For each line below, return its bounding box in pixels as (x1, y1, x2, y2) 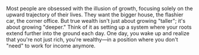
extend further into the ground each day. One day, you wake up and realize (6, 30, 190, 37)
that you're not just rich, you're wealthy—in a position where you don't (6, 36, 178, 43)
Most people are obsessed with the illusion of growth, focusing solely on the (6, 5, 193, 12)
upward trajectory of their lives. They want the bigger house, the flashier (6, 11, 184, 18)
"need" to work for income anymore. (6, 42, 96, 49)
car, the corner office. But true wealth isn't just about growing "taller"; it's (6, 18, 186, 24)
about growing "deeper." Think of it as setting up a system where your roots (6, 23, 192, 30)
